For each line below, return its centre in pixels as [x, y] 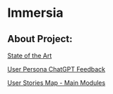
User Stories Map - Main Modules [56, 83]
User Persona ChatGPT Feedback [56, 69]
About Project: [40, 39]
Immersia [35, 13]
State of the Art [30, 55]
